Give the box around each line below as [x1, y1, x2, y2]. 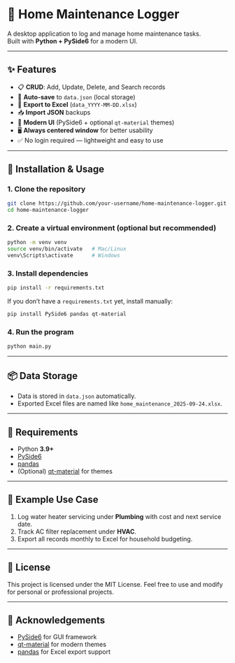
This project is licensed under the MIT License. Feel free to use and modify [7, 580, 223, 588]
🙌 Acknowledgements [7, 614, 106, 626]
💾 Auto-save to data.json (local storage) [17, 92, 136, 101]
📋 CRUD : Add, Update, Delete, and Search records [17, 83, 166, 91]
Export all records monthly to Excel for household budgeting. [17, 534, 193, 543]
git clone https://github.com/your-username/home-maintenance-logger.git [7, 200, 227, 207]
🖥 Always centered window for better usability [17, 126, 153, 134]
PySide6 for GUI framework [17, 633, 97, 641]
